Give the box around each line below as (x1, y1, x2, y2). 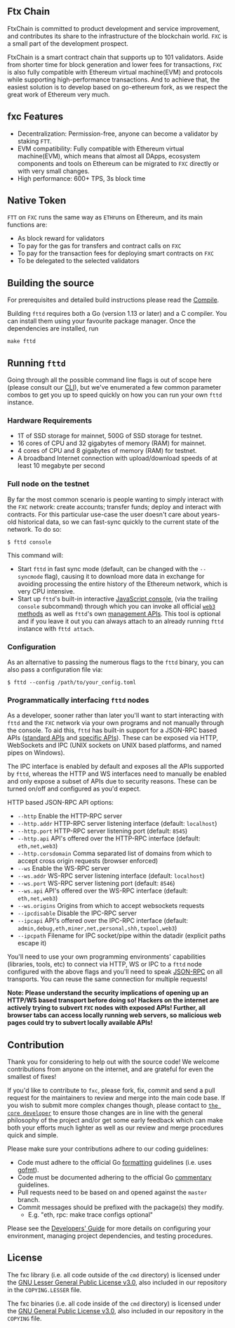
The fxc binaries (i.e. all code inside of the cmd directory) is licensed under (7, 1299, 221, 1308)
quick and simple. (7, 1131, 58, 1139)
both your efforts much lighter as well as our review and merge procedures (7, 1123, 224, 1132)
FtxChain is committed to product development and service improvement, (7, 24, 220, 32)
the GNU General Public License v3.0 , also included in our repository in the (7, 1306, 224, 1315)
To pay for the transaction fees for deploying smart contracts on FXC (17, 249, 214, 257)
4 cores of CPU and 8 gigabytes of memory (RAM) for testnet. (17, 447, 198, 455)
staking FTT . (17, 136, 53, 145)
